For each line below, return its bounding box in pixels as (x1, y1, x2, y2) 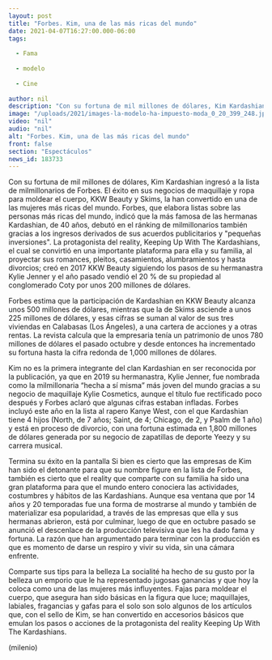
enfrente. (8, 551, 39, 561)
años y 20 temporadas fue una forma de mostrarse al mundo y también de (8, 500, 257, 509)
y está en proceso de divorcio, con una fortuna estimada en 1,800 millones (8, 424, 257, 433)
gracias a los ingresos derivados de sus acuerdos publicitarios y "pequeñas (8, 228, 261, 239)
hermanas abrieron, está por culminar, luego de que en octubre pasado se (8, 517, 257, 526)
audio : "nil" (8, 125, 53, 133)
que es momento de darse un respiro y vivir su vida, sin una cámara (8, 543, 235, 552)
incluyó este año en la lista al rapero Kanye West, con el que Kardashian (8, 407, 249, 416)
